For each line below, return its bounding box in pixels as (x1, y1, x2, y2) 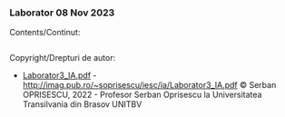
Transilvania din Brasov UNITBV (22, 99, 142, 110)
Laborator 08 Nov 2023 (9, 6, 115, 19)
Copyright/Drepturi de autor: (9, 53, 116, 63)
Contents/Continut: (9, 27, 81, 38)
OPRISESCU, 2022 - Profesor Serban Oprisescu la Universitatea (22, 89, 262, 101)
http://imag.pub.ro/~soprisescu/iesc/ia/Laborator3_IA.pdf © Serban (22, 80, 277, 91)
